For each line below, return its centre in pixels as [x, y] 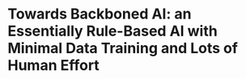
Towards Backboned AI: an [100, 14]
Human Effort [54, 66]
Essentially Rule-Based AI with [112, 31]
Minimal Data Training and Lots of [123, 48]
